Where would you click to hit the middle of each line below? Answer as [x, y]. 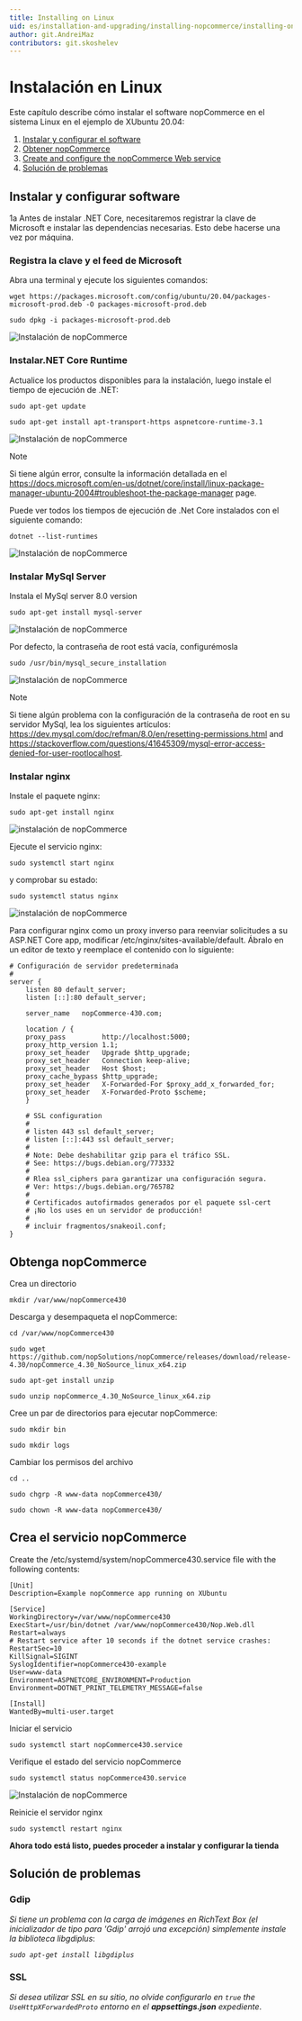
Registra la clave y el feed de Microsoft [96, 260]
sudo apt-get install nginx [62, 813]
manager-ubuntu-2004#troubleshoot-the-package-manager [121, 493]
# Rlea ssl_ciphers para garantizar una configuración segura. [147, 1179]
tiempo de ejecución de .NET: [64, 389]
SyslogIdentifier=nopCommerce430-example [88, 1664]
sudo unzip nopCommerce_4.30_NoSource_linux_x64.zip [110, 1397]
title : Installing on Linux [62, 18]
